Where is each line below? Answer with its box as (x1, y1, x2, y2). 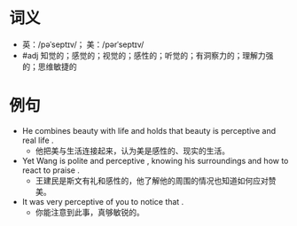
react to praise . (21, 165, 80, 175)
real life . (21, 135, 55, 145)
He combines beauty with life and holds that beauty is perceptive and (21, 125, 277, 136)
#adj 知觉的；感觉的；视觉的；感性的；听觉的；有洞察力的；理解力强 (21, 50, 274, 60)
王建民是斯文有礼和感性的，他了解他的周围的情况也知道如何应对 (35, 175, 269, 186)
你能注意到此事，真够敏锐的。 (35, 207, 145, 217)
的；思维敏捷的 (21, 61, 77, 72)
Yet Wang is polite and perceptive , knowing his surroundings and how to (21, 155, 289, 166)
